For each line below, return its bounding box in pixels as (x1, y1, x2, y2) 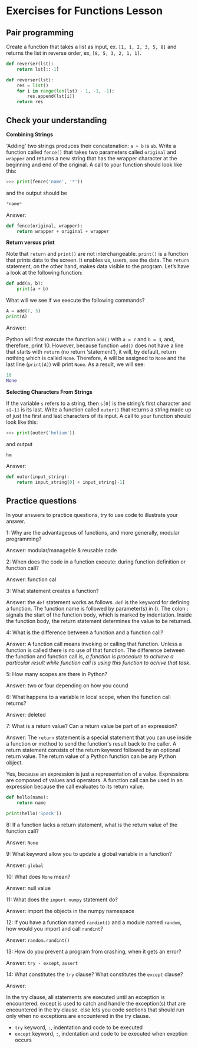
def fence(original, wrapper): (6, 223, 83, 229)
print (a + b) (16, 286, 49, 292)
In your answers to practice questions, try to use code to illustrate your (6, 512, 178, 518)
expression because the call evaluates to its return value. (6, 783, 144, 790)
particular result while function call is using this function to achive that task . (6, 659, 191, 666)
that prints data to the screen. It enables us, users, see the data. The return (6, 256, 190, 263)
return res (16, 99, 44, 105)
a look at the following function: (6, 269, 83, 276)
